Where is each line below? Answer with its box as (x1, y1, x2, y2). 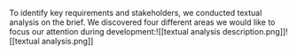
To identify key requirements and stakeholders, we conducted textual (9, 8, 262, 18)
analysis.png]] (41, 35, 94, 46)
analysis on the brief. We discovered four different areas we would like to (9, 17, 276, 27)
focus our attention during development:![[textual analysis (9, 27, 221, 36)
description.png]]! (222, 27, 288, 36)
